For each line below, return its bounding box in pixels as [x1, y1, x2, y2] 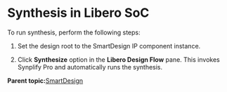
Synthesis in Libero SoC [7, 5, 150, 21]
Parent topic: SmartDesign [7, 76, 84, 85]
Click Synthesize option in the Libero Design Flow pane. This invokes [17, 55, 220, 64]
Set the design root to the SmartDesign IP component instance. [17, 41, 201, 50]
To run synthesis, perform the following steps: [7, 28, 141, 37]
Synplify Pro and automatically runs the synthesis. [17, 63, 163, 71]
